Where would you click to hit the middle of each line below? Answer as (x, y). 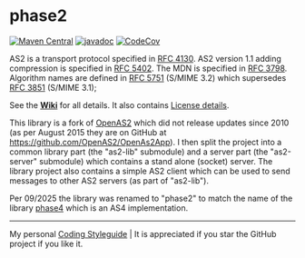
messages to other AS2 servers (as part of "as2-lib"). (109, 180)
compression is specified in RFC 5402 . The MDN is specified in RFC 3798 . (148, 68)
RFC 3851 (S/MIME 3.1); (53, 87)
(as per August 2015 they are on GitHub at (88, 132)
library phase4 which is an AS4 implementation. (99, 208)
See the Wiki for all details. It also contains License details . (119, 104)
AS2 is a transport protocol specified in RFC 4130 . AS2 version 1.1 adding (145, 58)
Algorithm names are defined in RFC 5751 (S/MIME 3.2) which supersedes (148, 77)
